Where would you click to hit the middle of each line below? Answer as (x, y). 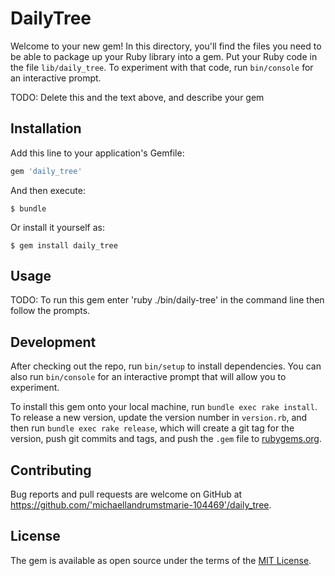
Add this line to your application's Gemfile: (97, 153)
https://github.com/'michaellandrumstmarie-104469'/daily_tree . (141, 505)
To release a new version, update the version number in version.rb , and (159, 418)
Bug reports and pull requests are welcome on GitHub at (126, 494)
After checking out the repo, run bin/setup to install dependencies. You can (166, 366)
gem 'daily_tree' (46, 171)
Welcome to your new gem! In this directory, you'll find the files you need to (166, 46)
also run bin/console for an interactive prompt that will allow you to (148, 377)
